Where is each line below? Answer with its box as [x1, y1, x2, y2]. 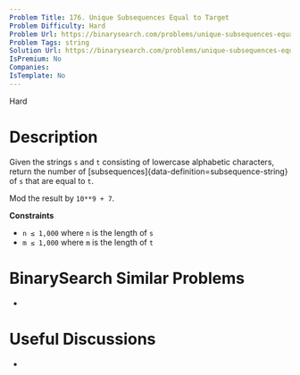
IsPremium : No [9, 54, 62, 63]
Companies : [9, 63, 50, 72]
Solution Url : [9, 46, 62, 55]
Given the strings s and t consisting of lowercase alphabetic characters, [9, 156, 275, 167]
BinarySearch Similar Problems [9, 268, 246, 288]
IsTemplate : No [9, 71, 66, 80]
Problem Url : [9, 29, 58, 38]
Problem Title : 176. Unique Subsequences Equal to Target [9, 12, 229, 22]
